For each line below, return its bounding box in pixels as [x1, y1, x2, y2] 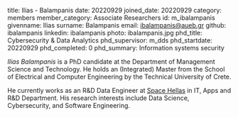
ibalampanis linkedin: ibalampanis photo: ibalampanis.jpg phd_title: [7, 28, 202, 37]
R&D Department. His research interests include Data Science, [7, 94, 190, 102]
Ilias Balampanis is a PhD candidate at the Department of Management [7, 57, 215, 66]
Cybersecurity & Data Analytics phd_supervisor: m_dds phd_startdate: [7, 36, 213, 45]
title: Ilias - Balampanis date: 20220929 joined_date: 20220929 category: [7, 6, 222, 14]
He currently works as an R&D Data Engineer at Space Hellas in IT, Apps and [7, 87, 232, 94]
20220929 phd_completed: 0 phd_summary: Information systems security [7, 44, 225, 52]
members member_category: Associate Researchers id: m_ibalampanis [7, 13, 215, 22]
